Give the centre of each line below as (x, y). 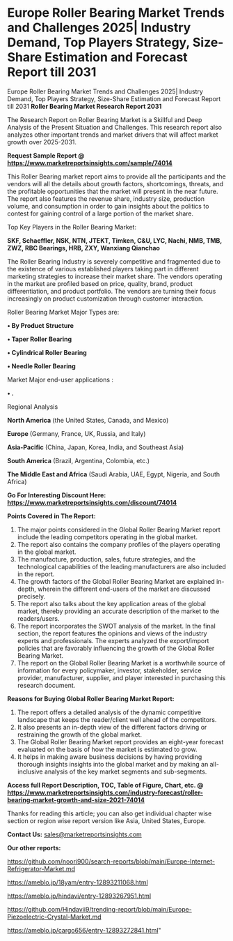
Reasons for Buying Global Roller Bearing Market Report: (91, 698)
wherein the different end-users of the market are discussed (124, 589)
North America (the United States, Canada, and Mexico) (88, 420)
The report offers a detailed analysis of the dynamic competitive (109, 712)
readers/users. (38, 618)
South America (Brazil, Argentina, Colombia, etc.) (79, 460)
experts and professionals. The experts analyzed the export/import (113, 640)
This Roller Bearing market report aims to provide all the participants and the (116, 176)
